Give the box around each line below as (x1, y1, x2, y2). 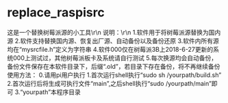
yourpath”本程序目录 (23, 87, 81, 96)
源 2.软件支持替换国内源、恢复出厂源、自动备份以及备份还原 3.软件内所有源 (7, 36, 219, 45)
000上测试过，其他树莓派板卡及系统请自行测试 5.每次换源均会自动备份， (12, 53, 218, 62)
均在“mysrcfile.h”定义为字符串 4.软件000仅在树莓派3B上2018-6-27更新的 (7, 45, 214, 53)
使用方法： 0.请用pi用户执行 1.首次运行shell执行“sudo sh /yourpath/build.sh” (7, 70, 222, 79)
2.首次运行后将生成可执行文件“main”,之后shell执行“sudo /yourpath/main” (7, 79, 212, 87)
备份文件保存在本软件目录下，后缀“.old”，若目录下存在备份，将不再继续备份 (7, 62, 220, 70)
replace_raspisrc (7, 5, 105, 20)
